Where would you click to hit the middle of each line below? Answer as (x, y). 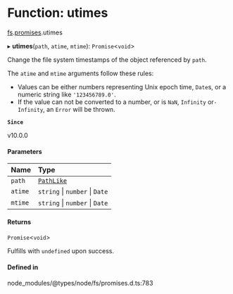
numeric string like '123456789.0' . (67, 94)
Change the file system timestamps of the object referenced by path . (107, 59)
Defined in (23, 267)
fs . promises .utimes (35, 32)
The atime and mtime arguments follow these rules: (81, 73)
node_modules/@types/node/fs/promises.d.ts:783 (80, 283)
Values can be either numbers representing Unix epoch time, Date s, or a (122, 87)
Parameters (25, 151)
